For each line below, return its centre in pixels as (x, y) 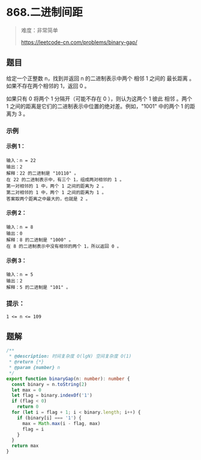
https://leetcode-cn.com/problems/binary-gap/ (79, 42)
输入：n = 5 (20, 275)
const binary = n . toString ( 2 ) (49, 384)
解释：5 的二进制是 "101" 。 (38, 287)
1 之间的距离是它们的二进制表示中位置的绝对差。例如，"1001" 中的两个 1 (95, 106)
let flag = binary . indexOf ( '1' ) (52, 396)
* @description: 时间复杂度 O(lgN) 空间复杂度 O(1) (70, 356)
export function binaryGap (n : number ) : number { (68, 379)
